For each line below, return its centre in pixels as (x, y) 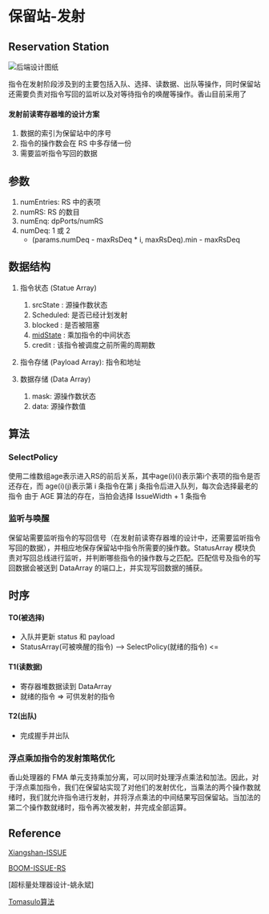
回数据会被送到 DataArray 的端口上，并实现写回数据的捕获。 (108, 568)
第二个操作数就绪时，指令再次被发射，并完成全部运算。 (99, 807)
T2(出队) (23, 716)
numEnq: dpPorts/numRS (62, 221)
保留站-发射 (47, 16)
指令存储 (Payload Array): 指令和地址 (80, 361)
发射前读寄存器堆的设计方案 (54, 114)
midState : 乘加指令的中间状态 (81, 335)
